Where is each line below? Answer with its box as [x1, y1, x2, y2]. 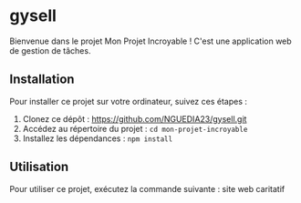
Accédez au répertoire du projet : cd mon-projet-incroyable [22, 123, 248, 134]
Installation [9, 72, 75, 87]
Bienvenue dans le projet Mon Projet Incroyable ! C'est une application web [9, 36, 292, 46]
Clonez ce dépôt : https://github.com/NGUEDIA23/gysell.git [22, 113, 247, 124]
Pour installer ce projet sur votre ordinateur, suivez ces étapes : [9, 96, 248, 107]
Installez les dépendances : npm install [22, 133, 173, 144]
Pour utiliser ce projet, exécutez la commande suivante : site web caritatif [9, 183, 285, 194]
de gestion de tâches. [9, 45, 91, 56]
